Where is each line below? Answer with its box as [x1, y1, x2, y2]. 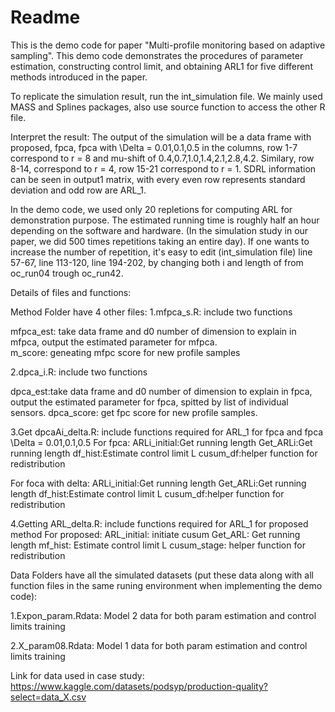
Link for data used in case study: [10, 669, 145, 681]
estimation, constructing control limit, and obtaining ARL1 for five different [10, 60, 313, 72]
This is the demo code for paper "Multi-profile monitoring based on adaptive [10, 39, 326, 51]
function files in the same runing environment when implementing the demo [10, 579, 323, 591]
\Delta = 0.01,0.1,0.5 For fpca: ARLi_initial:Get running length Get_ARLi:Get [10, 436, 313, 448]
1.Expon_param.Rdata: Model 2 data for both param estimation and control [10, 609, 317, 621]
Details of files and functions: [10, 286, 132, 298]
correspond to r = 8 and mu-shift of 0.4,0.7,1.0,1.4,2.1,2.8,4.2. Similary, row [10, 152, 315, 164]
